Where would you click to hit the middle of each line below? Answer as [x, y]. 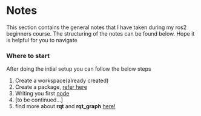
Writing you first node [42, 94]
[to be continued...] [39, 100]
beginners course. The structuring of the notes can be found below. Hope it [100, 33]
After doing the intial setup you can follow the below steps [79, 69]
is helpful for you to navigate [42, 40]
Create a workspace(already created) [62, 81]
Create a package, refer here [51, 87]
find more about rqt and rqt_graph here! [65, 106]
